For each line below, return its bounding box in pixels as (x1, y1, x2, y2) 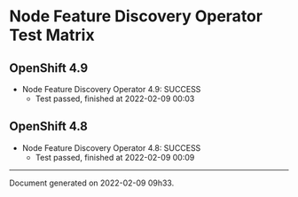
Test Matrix (9, 25, 95, 45)
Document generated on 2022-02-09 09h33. (9, 177, 175, 188)
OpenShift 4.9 (9, 60, 89, 75)
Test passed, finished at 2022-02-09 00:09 (35, 152, 195, 162)
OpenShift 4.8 (9, 119, 89, 134)
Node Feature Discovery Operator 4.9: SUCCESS (21, 84, 201, 94)
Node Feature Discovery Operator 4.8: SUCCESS (21, 142, 201, 153)
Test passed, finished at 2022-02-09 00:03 (35, 93, 195, 104)
